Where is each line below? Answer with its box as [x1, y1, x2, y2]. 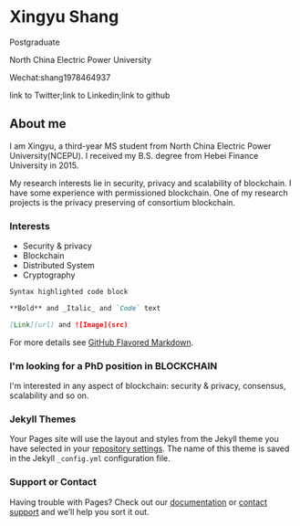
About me [9, 116, 67, 131]
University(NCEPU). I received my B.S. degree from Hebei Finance [9, 150, 259, 161]
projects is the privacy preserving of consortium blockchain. [9, 196, 235, 207]
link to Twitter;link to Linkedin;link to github [9, 89, 171, 100]
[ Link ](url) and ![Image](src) [9, 320, 129, 330]
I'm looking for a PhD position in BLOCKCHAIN [9, 359, 218, 372]
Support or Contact [9, 476, 98, 489]
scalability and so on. [9, 390, 89, 401]
